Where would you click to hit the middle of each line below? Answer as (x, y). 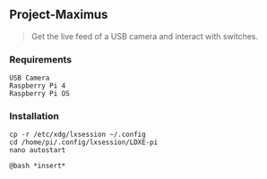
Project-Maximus (59, 15)
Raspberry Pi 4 (38, 86)
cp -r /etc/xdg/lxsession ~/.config (78, 135)
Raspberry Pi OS (39, 94)
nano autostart (38, 150)
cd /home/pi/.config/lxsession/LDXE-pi (84, 142)
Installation (34, 116)
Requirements (41, 59)
